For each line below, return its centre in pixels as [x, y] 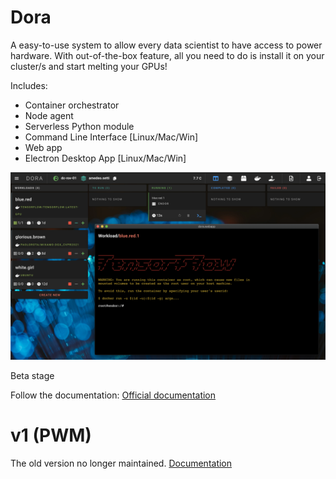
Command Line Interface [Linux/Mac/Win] [111, 137]
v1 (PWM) [51, 435]
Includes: [29, 85]
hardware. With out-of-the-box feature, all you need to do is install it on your [167, 55]
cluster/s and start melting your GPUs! [89, 66]
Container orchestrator [72, 105]
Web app [43, 147]
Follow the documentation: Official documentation [113, 395]
